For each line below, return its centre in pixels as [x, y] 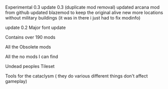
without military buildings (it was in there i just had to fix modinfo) [73, 18]
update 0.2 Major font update [36, 27]
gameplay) [16, 81]
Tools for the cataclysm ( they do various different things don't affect [77, 76]
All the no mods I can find [32, 56]
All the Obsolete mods [28, 47]
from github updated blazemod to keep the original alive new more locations [84, 12]
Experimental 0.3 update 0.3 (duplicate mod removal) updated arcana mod [82, 7]
